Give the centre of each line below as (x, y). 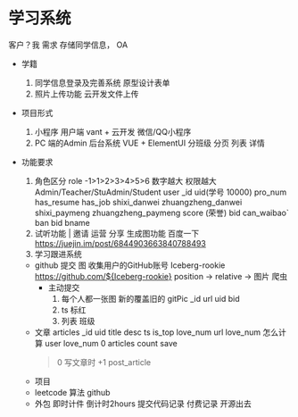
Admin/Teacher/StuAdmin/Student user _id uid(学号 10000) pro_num (161, 192)
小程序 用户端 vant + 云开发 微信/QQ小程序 (113, 131)
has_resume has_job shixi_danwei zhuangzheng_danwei (138, 202)
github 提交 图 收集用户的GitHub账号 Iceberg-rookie (130, 265)
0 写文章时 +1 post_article (104, 362)
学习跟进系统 (58, 254)
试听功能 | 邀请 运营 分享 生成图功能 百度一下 (117, 233)
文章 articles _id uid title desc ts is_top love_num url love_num (147, 332)
